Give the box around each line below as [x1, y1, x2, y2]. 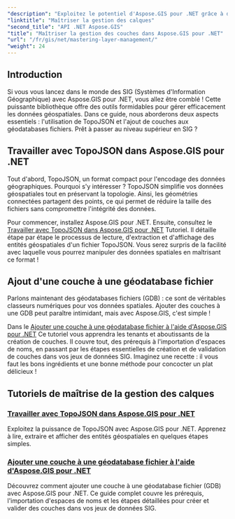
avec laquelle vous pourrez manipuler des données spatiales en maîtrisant [7, 248, 222, 256]
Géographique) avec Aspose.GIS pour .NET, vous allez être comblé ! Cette [7, 95, 222, 103]
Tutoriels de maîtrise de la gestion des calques [7, 387, 215, 400]
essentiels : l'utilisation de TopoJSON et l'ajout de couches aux [7, 117, 189, 126]
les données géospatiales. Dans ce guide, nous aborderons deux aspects [7, 109, 219, 118]
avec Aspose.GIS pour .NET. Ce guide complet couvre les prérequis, [7, 489, 204, 498]
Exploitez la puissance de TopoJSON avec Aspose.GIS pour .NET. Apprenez [7, 425, 226, 433]
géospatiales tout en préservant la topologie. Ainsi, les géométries [7, 189, 198, 198]
